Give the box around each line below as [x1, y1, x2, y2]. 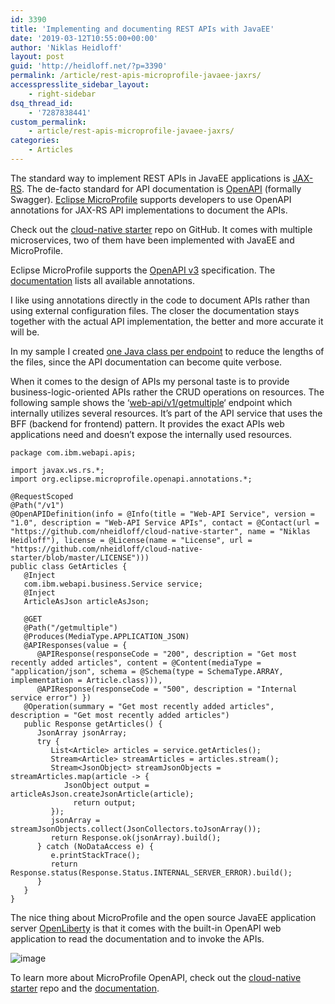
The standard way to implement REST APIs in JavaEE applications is [10, 172, 291, 184]
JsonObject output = [63, 780, 150, 790]
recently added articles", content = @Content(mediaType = [10, 657, 262, 668]
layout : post [10, 52, 65, 62]
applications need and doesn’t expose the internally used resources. [10, 428, 293, 440]
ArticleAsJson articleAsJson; [23, 596, 150, 606]
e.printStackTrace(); [50, 850, 141, 860]
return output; [73, 797, 137, 808]
